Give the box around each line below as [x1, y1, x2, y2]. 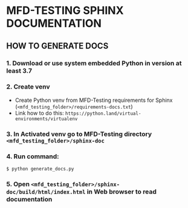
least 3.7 [6, 66, 32, 75]
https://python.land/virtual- [65, 110, 141, 116]
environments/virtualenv [15, 116, 78, 122]
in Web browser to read [86, 187, 157, 196]
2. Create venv [6, 82, 50, 91]
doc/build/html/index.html [6, 189, 86, 195]
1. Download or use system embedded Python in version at [6, 59, 182, 67]
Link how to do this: [15, 109, 65, 116]
